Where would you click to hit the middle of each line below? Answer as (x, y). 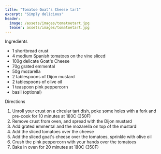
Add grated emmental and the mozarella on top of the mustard (74, 126)
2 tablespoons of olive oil (37, 82)
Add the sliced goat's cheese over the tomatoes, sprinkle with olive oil (82, 137)
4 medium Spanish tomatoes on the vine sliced (59, 56)
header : (13, 18)
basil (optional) (27, 92)
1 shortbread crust (30, 51)
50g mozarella (26, 71)
